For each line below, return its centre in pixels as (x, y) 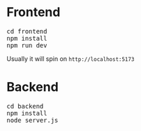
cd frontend (27, 31)
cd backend (25, 106)
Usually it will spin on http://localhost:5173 (70, 58)
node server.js (32, 120)
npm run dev (27, 45)
